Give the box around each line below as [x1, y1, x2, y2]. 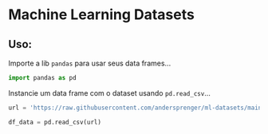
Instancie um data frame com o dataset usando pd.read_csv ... [8, 88, 211, 97]
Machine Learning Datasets [8, 6, 195, 24]
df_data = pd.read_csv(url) [8, 118, 102, 126]
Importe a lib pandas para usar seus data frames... [8, 58, 171, 68]
